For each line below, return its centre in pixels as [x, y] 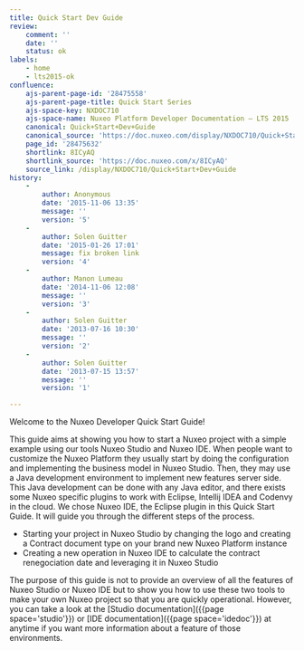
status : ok [46, 52]
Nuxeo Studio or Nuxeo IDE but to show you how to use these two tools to [147, 590]
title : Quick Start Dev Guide [66, 18]
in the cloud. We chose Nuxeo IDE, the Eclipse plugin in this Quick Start [142, 507]
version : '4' [66, 262]
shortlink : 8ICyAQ [60, 152]
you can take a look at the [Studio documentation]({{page [117, 609]
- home [38, 69]
